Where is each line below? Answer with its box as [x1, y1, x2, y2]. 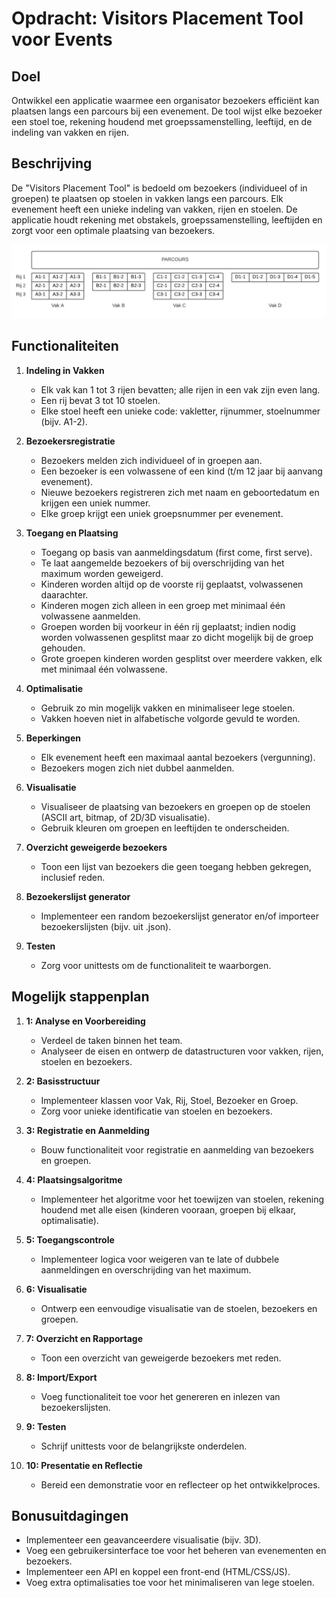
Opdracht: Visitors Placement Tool [11, 7, 304, 30]
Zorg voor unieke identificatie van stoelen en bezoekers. [40, 1105, 273, 1117]
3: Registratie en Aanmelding [25, 1124, 150, 1136]
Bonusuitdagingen [11, 1507, 129, 1524]
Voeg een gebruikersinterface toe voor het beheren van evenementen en [25, 1545, 327, 1557]
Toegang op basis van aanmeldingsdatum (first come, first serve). [40, 546, 313, 558]
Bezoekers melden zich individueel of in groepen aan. [40, 454, 263, 466]
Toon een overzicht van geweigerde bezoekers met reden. [40, 1352, 282, 1364]
